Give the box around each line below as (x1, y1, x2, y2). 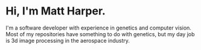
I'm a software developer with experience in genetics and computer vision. (5, 24, 191, 31)
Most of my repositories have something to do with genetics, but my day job (5, 30, 195, 37)
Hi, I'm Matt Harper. (5, 4, 106, 18)
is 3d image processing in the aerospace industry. (5, 37, 130, 44)
